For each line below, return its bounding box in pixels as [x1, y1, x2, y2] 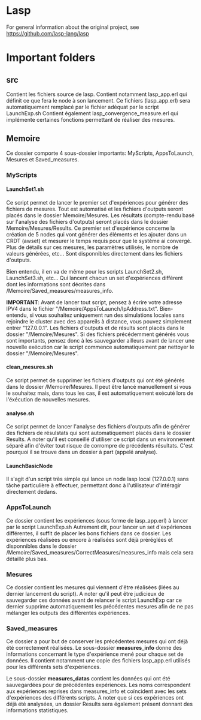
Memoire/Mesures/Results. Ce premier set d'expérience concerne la [6, 224, 175, 232]
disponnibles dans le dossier [6, 542, 77, 550]
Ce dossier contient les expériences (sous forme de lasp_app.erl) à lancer [6, 517, 188, 524]
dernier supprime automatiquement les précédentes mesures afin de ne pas [6, 603, 194, 610]
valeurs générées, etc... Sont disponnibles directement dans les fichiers [6, 250, 183, 257]
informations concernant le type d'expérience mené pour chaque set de [6, 650, 184, 658]
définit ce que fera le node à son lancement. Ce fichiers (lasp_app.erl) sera [6, 97, 190, 104]
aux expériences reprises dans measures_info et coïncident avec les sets [6, 688, 187, 695]
